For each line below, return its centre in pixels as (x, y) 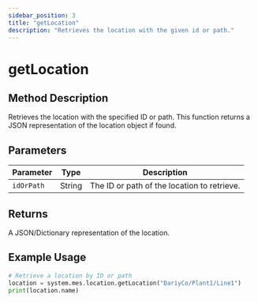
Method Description (58, 98)
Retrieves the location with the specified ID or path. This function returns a (129, 117)
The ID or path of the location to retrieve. (165, 186)
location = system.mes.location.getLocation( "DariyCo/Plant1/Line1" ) (125, 283)
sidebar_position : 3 (42, 15)
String (71, 186)
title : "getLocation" (44, 23)
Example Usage (47, 257)
